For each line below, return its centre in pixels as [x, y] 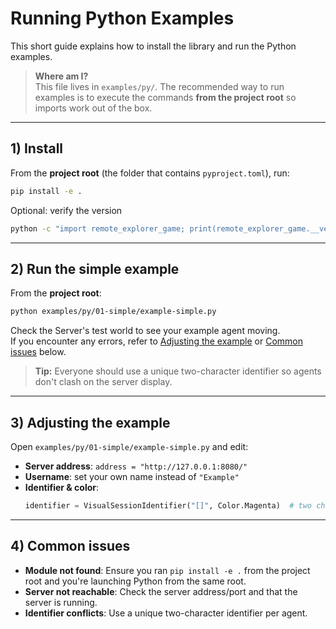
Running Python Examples [122, 18]
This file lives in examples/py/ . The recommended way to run [159, 86]
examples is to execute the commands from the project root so [165, 97]
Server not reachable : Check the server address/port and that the [161, 591]
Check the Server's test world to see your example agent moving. [145, 331]
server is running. [61, 602]
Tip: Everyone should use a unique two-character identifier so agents [178, 371]
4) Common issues [70, 546]
